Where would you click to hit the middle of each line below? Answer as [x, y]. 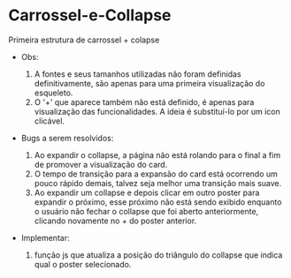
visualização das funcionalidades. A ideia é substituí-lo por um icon [157, 111]
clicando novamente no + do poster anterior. [115, 221]
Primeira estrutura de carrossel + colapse [84, 40]
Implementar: [45, 237]
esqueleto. [54, 93]
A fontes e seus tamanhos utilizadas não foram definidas [138, 74]
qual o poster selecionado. [83, 264]
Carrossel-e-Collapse [90, 15]
